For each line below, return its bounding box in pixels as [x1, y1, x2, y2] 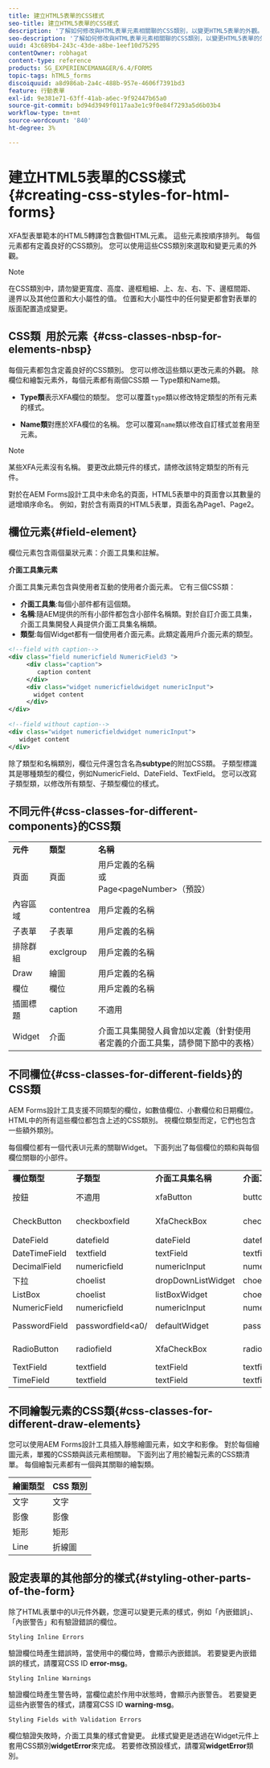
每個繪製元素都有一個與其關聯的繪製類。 [23, 1460, 158, 1469]
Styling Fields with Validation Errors [8, 1716, 142, 1724]
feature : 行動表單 [8, 86, 66, 95]
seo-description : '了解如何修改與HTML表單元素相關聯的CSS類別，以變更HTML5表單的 [8, 34, 260, 43]
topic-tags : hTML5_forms [8, 72, 92, 80]
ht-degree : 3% [8, 124, 56, 132]
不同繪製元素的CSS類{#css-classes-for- [8, 1404, 213, 1418]
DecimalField [12, 1261, 62, 1272]
